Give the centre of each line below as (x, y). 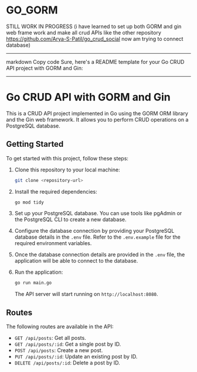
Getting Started (35, 144)
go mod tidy (29, 202)
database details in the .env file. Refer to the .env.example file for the (97, 237)
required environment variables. (53, 243)
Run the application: (39, 272)
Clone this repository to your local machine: (67, 170)
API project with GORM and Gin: (45, 68)
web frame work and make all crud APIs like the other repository (84, 32)
